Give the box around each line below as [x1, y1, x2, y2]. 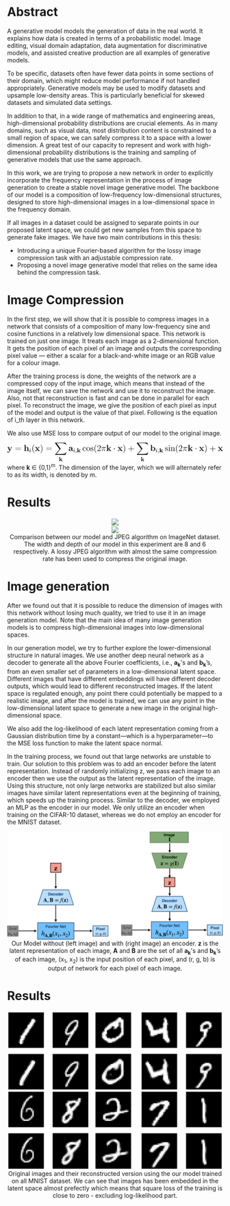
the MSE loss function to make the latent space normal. [7, 739, 163, 747]
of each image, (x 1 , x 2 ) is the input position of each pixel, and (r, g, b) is [14, 955, 216, 965]
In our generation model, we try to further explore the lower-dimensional [7, 643, 211, 652]
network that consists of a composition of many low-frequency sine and [7, 322, 211, 330]
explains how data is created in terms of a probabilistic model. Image [7, 34, 201, 42]
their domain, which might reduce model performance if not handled [7, 76, 200, 84]
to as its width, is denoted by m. [7, 471, 97, 479]
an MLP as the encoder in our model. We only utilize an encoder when [7, 803, 205, 812]
